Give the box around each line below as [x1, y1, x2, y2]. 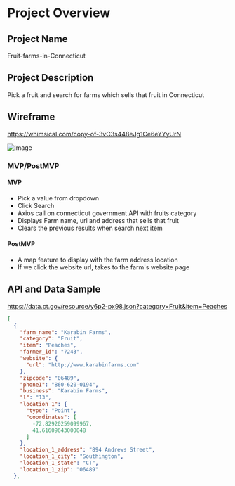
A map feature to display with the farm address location [17, 255, 178, 264]
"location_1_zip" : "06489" [20, 466, 99, 473]
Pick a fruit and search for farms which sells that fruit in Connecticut [7, 90, 205, 99]
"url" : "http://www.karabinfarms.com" [25, 361, 140, 369]
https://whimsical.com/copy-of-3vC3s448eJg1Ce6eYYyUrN [7, 129, 182, 138]
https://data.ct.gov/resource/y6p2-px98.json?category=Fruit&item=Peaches [7, 302, 228, 310]
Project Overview [7, 5, 111, 21]
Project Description [7, 72, 94, 84]
